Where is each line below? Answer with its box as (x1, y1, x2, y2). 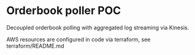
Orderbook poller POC (6, 4, 121, 18)
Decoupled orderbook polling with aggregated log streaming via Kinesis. (6, 24, 189, 31)
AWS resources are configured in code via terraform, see (6, 35, 151, 43)
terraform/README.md (6, 42, 64, 50)
